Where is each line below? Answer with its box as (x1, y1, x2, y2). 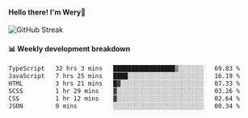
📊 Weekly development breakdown (8, 43, 131, 53)
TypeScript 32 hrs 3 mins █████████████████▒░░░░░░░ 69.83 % (8, 65, 241, 73)
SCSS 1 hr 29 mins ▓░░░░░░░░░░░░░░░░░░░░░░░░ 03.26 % (8, 87, 241, 96)
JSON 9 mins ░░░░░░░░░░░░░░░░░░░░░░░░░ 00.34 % (8, 102, 241, 110)
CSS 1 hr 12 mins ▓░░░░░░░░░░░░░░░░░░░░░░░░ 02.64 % (8, 94, 241, 103)
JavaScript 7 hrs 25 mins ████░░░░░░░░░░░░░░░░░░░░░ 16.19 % (8, 72, 241, 80)
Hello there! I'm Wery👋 (8, 7, 86, 17)
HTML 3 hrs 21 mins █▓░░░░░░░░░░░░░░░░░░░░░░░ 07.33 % (8, 79, 241, 88)
